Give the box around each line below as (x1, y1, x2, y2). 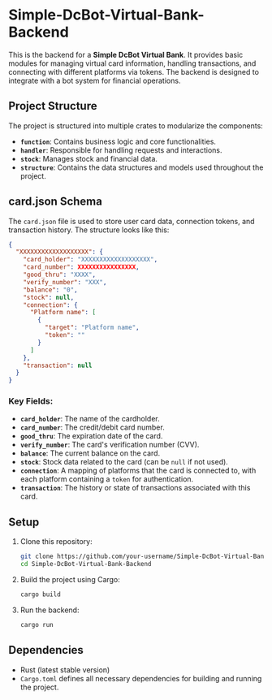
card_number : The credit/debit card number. (19, 422, 165, 432)
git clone (19, 552, 54, 561)
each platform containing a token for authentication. (19, 474, 194, 484)
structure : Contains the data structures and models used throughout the (19, 162, 264, 172)
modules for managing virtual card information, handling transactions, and (8, 58, 257, 68)
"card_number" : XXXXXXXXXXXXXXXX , (23, 263, 140, 271)
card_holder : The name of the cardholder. (19, 414, 160, 424)
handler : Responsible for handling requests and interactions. (19, 145, 222, 155)
